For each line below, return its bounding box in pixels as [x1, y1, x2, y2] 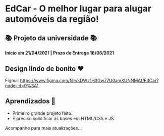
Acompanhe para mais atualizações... [5, 125, 82, 131]
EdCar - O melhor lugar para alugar [5, 3, 152, 14]
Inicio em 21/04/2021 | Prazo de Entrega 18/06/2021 [5, 50, 114, 56]
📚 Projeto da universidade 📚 [5, 34, 98, 42]
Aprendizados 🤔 [5, 97, 56, 105]
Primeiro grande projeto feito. [12, 110, 73, 116]
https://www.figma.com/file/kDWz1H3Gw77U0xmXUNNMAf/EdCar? [20, 77, 159, 83]
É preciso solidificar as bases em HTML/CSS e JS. [12, 115, 115, 121]
